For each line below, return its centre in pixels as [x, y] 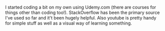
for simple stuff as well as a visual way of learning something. [69, 23]
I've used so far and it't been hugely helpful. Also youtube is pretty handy [81, 18]
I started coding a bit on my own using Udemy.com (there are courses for [81, 7]
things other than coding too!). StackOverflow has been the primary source [82, 12]
